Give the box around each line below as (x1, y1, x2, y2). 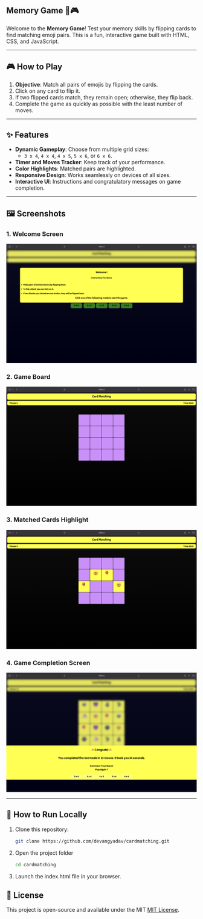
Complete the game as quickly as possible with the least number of (14, 100, 183, 107)
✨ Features (6, 130, 49, 140)
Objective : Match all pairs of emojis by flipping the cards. (14, 81, 158, 88)
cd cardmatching (14, 861, 56, 867)
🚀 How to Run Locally (6, 809, 88, 820)
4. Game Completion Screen (6, 658, 91, 667)
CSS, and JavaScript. (6, 38, 59, 45)
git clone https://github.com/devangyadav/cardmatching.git (14, 838, 170, 844)
